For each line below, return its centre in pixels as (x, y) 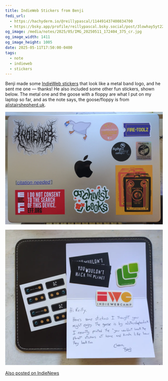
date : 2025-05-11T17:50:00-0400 (39, 48)
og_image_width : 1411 (28, 37)
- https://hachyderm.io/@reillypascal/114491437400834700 (71, 21)
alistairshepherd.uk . (25, 105)
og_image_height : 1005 (29, 43)
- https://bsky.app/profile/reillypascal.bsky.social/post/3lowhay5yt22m (88, 27)
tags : (11, 53)
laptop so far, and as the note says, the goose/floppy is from (67, 100)
